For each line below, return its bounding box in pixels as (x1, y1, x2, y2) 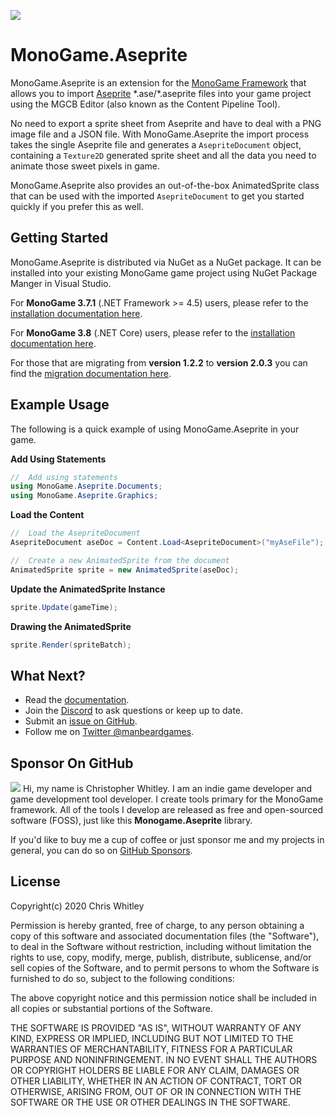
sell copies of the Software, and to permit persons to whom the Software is (10, 961, 320, 974)
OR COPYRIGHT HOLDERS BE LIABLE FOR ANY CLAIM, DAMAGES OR (10, 1064, 300, 1076)
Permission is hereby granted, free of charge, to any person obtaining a (10, 919, 305, 931)
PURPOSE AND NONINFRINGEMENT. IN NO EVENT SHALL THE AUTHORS (10, 1053, 318, 1065)
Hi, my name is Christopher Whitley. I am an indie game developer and (22, 783, 313, 795)
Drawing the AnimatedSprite (10, 620, 132, 632)
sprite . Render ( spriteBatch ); (10, 640, 132, 650)
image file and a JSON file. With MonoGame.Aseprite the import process (10, 128, 310, 140)
